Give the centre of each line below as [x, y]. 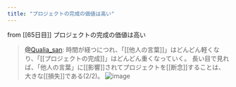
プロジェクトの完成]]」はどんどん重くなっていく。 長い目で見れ [137, 58]
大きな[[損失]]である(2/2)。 [64, 76]
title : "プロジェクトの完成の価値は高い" [61, 14]
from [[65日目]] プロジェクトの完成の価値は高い [77, 34]
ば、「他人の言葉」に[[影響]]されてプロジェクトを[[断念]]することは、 [125, 67]
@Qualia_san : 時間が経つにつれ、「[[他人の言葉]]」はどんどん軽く [119, 49]
